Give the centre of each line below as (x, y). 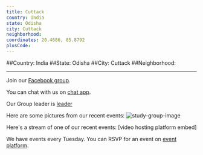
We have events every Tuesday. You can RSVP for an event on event (92, 139)
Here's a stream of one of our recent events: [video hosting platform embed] (101, 127)
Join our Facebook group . (38, 80)
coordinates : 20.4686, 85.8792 (46, 40)
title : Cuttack (25, 12)
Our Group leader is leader (39, 104)
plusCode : (19, 46)
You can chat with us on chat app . (49, 92)
